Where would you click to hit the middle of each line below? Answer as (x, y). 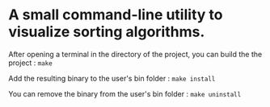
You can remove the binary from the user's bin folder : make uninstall (125, 93)
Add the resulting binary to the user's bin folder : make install (112, 78)
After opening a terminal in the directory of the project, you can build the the (135, 54)
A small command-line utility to (116, 15)
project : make (30, 63)
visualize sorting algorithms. (107, 32)
